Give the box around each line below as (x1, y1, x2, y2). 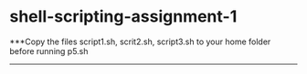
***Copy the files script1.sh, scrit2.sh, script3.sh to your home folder (9, 36, 271, 47)
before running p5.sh (9, 45, 89, 56)
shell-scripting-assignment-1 (9, 6, 238, 27)
